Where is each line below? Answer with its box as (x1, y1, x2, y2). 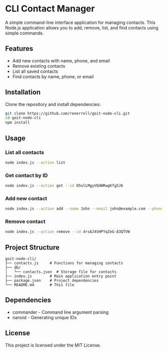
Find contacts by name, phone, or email (12, 73, 94, 80)
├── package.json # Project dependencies (5, 278, 99, 283)
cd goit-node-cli (5, 116, 41, 120)
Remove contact (5, 218, 46, 225)
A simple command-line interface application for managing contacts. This (5, 19, 156, 25)
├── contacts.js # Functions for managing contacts (5, 261, 123, 266)
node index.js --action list (5, 160, 66, 165)
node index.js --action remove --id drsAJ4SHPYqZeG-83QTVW (5, 230, 130, 235)
